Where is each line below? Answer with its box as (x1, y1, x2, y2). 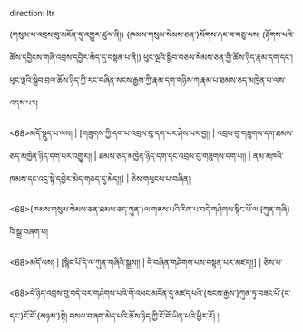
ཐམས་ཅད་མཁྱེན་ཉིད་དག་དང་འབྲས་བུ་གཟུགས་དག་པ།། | (98, 151, 251, 161)
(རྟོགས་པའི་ (261, 29, 295, 40)
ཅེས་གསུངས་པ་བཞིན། (131, 173, 191, 184)
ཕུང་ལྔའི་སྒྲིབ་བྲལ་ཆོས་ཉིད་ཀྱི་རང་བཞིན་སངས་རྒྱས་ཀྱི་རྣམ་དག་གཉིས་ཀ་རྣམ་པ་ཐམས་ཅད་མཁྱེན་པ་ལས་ (9, 74, 287, 85)
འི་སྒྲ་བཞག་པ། (9, 227, 48, 237)
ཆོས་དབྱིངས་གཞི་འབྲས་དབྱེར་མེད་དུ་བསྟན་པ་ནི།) (9, 52, 142, 63)
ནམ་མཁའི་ (252, 151, 284, 161)
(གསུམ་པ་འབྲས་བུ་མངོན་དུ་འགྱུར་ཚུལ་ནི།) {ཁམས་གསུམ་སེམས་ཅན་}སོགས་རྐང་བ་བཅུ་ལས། (9, 29, 260, 40)
